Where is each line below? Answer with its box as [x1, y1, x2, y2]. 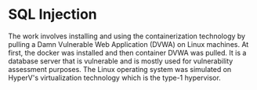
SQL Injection [8, 5, 98, 23]
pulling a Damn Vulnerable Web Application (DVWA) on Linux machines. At [8, 39, 249, 49]
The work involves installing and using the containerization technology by [8, 31, 245, 41]
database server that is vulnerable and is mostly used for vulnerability [8, 56, 233, 66]
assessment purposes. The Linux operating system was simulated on [8, 64, 232, 74]
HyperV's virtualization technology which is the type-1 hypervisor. [8, 73, 221, 82]
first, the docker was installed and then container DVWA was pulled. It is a [8, 48, 247, 57]
